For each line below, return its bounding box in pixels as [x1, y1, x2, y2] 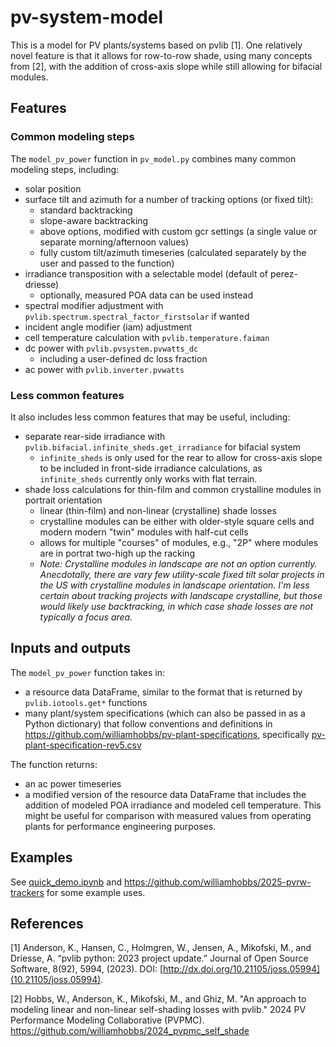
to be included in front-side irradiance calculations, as [39, 462, 263, 474]
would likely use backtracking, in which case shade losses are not [39, 600, 314, 612]
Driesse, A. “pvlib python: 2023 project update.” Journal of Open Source [10, 952, 309, 965]
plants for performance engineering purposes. [24, 820, 217, 832]
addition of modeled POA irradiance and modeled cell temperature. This [24, 799, 322, 811]
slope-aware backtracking [39, 214, 149, 226]
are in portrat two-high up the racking [39, 547, 195, 559]
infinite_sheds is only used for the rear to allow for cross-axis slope [39, 451, 323, 463]
